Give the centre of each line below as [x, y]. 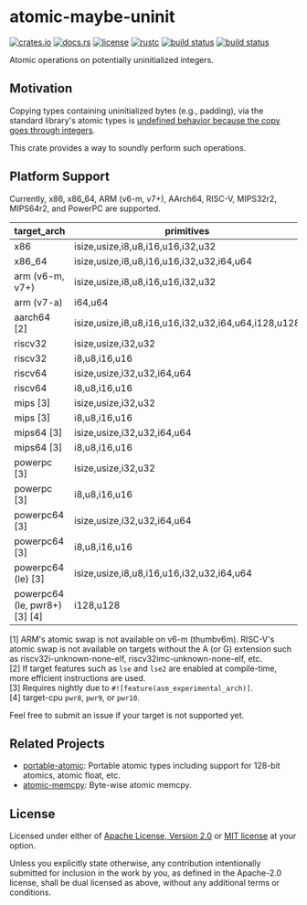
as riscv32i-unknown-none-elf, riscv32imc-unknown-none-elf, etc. [136, 658]
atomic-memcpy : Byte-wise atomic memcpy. [107, 785]
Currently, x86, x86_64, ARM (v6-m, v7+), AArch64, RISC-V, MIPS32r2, [143, 198]
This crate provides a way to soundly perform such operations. [128, 147]
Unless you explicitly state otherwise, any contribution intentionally [135, 863]
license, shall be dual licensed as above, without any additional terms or [145, 883]
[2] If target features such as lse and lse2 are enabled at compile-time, [143, 668]
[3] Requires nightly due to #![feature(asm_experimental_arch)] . [132, 687]
